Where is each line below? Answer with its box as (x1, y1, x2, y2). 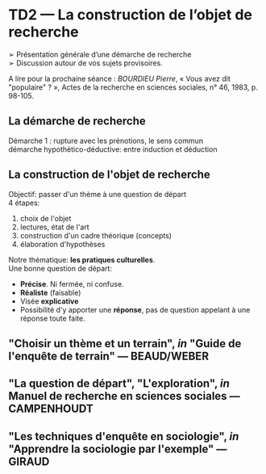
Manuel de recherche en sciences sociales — (8, 389, 240, 403)
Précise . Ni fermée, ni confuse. (19, 279, 124, 288)
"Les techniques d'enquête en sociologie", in (8, 430, 239, 443)
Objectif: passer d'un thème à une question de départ (8, 189, 187, 199)
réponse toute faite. (19, 313, 86, 323)
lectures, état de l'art (19, 222, 90, 232)
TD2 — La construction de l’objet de (8, 6, 252, 24)
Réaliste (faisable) (19, 287, 81, 297)
